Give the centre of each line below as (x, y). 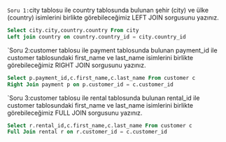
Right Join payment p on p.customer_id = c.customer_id (90, 84)
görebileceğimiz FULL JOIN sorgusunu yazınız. (75, 113)
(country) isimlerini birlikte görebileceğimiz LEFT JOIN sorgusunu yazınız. (113, 17)
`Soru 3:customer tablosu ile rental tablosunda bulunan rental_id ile (104, 98)
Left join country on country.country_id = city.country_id (97, 37)
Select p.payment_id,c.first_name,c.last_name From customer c (101, 78)
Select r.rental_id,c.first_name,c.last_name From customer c (100, 125)
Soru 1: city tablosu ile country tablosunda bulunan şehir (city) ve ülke (108, 10)
